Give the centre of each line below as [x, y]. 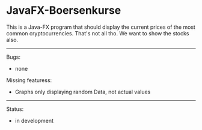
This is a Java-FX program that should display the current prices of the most [101, 27]
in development [34, 120]
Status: [15, 109]
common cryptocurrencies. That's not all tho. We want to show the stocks [98, 33]
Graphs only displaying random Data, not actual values [83, 92]
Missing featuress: [29, 80]
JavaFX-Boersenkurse [64, 10]
